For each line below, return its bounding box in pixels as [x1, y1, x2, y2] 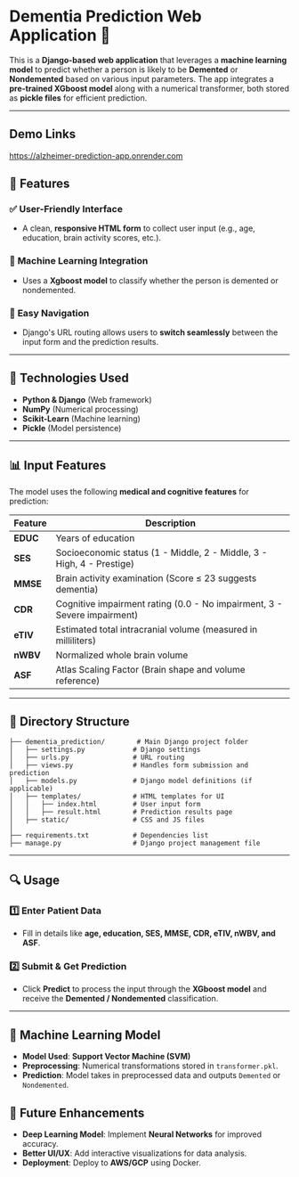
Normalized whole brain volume [55, 649, 189, 661]
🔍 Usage [9, 872, 61, 887]
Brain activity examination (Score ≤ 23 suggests [55, 572, 257, 584]
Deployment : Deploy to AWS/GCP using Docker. [21, 1157, 202, 1168]
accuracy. [21, 1139, 60, 1149]
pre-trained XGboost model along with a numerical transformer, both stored [9, 83, 290, 94]
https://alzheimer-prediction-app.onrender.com [9, 150, 183, 161]
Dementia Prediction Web [9, 6, 202, 27]
